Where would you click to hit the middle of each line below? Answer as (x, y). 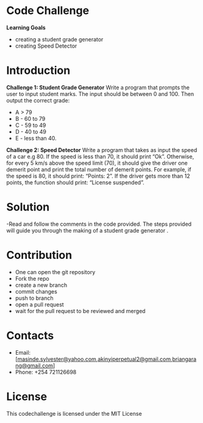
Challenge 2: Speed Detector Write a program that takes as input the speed (102, 150)
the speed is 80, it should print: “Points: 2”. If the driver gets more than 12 (98, 176)
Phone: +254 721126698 (46, 372)
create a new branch (41, 285)
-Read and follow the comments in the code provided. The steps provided (99, 224)
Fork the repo (32, 278)
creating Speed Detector (46, 46)
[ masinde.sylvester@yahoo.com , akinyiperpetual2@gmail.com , (94, 359)
